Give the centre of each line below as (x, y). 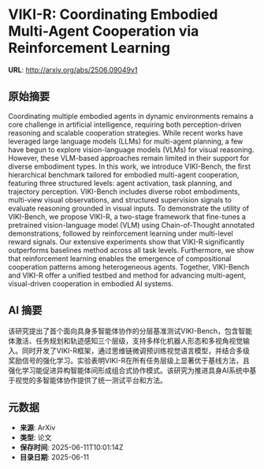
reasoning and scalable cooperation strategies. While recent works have (126, 132)
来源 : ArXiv (37, 428)
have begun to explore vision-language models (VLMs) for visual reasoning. (131, 149)
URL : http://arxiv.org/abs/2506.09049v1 (73, 69)
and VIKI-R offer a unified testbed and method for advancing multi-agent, (127, 275)
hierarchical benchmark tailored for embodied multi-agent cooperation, (124, 174)
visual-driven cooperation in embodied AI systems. (91, 283)
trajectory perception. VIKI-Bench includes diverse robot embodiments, (124, 192)
